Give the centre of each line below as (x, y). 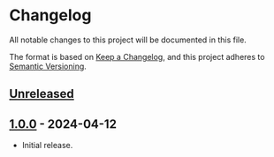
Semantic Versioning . (48, 66)
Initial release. (47, 146)
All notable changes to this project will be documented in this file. (128, 40)
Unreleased (42, 94)
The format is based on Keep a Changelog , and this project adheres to (137, 56)
